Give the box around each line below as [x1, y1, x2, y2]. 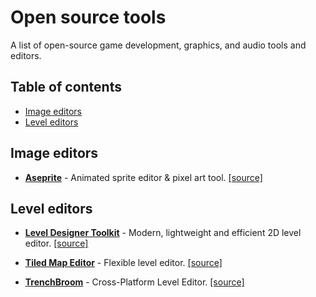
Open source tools [10, 6, 167, 29]
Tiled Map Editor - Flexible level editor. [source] [24, 257, 223, 269]
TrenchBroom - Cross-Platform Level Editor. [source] [24, 276, 245, 288]
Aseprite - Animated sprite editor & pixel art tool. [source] [24, 171, 263, 183]
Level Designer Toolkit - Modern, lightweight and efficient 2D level [24, 227, 302, 239]
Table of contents [10, 79, 122, 96]
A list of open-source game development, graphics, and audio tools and [10, 39, 307, 51]
